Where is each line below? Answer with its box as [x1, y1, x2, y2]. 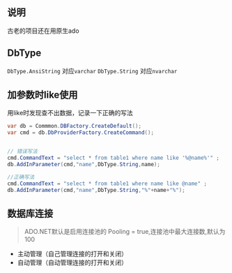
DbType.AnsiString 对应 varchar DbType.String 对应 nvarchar [7, 66, 178, 75]
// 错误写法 [7, 148, 38, 155]
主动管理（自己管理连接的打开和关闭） [17, 250, 127, 258]
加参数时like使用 [7, 89, 78, 101]
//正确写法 [7, 173, 35, 180]
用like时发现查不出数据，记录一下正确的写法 [7, 109, 134, 117]
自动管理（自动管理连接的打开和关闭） [17, 258, 127, 267]
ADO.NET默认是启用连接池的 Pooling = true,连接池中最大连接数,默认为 [24, 228, 226, 236]
